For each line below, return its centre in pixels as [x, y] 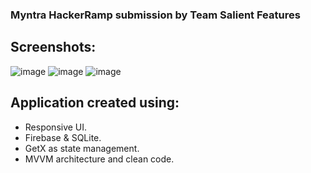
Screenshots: [53, 47]
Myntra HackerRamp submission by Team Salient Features [155, 15]
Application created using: [95, 103]
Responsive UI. [56, 127]
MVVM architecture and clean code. [99, 159]
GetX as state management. [82, 148]
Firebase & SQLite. [63, 137]
